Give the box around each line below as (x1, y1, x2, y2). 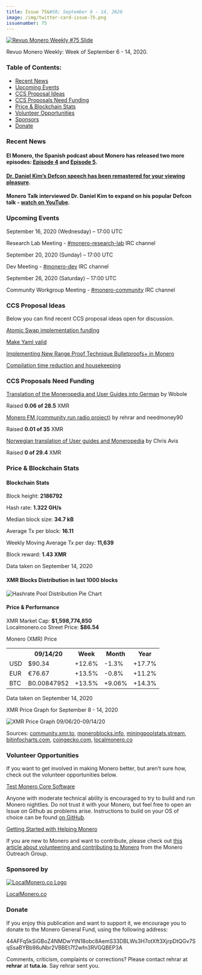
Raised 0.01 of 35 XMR (6, 426, 63, 433)
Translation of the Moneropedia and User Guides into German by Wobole (6, 391, 188, 398)
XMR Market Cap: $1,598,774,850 (6, 617, 92, 624)
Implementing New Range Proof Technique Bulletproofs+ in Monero (6, 350, 175, 357)
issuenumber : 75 (6, 20, 47, 26)
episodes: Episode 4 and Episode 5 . (6, 158, 98, 166)
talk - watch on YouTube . (6, 199, 71, 206)
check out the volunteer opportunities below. (6, 771, 118, 779)
